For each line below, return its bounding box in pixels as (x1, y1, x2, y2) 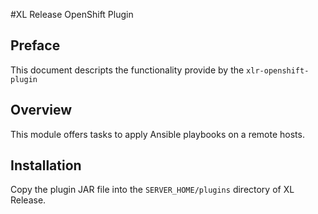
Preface (10, 37, 61, 54)
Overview (10, 102, 73, 119)
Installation (10, 157, 82, 174)
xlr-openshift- (246, 65, 310, 76)
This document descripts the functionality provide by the (10, 64, 245, 76)
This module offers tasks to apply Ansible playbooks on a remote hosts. (10, 128, 305, 140)
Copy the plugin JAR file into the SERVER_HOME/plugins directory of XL (10, 184, 295, 196)
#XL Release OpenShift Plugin (10, 9, 134, 20)
